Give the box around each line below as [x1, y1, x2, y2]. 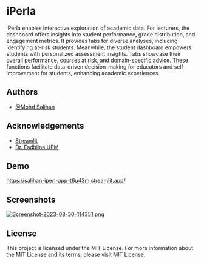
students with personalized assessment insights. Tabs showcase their [6, 50, 181, 57]
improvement [6, 69, 39, 76]
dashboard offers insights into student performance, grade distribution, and [6, 30, 196, 38]
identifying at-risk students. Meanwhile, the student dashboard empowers [6, 44, 192, 51]
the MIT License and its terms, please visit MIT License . [6, 251, 146, 258]
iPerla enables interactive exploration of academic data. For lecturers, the [6, 24, 190, 32]
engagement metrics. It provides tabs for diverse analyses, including [6, 37, 178, 44]
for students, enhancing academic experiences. [40, 69, 160, 76]
